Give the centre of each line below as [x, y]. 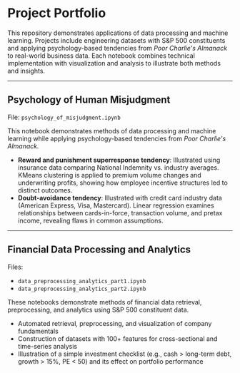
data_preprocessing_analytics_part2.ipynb [82, 289]
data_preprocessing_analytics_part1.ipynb [82, 281]
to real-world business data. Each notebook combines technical [101, 56]
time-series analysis [47, 346]
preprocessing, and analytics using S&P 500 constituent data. [98, 310]
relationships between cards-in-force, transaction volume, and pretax [120, 213]
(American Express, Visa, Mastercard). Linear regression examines [116, 205]
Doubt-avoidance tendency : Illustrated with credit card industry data [120, 198]
